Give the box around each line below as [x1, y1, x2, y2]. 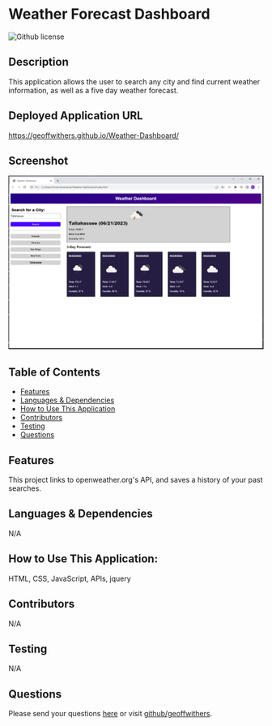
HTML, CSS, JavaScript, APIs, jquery [8, 573, 131, 583]
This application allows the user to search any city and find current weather [8, 76, 261, 86]
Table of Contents [8, 365, 101, 379]
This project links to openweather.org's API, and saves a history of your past [8, 475, 263, 485]
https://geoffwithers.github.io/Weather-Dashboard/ [8, 131, 180, 140]
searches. [8, 483, 42, 493]
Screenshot [8, 153, 69, 167]
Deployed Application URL [8, 109, 143, 122]
